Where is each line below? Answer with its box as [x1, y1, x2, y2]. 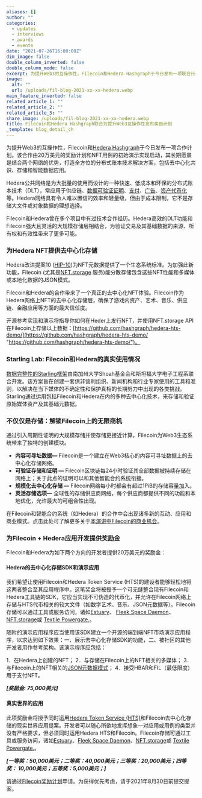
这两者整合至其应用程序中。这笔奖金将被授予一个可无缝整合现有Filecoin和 [6, 586, 189, 593]
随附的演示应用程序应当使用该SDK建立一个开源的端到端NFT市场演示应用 [6, 629, 186, 636]
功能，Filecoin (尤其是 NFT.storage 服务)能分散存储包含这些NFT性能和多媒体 [6, 269, 195, 276]
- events [11, 43, 34, 49]
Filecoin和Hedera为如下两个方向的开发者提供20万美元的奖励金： [6, 549, 167, 556]
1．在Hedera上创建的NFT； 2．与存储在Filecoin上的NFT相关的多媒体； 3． [6, 657, 192, 664]
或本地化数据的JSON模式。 [6, 276, 74, 283]
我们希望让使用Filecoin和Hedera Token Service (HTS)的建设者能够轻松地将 [6, 578, 192, 586]
